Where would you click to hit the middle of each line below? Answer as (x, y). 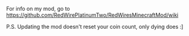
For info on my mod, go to (38, 9)
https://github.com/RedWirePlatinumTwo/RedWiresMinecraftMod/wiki (92, 15)
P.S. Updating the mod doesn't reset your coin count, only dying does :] (95, 27)
